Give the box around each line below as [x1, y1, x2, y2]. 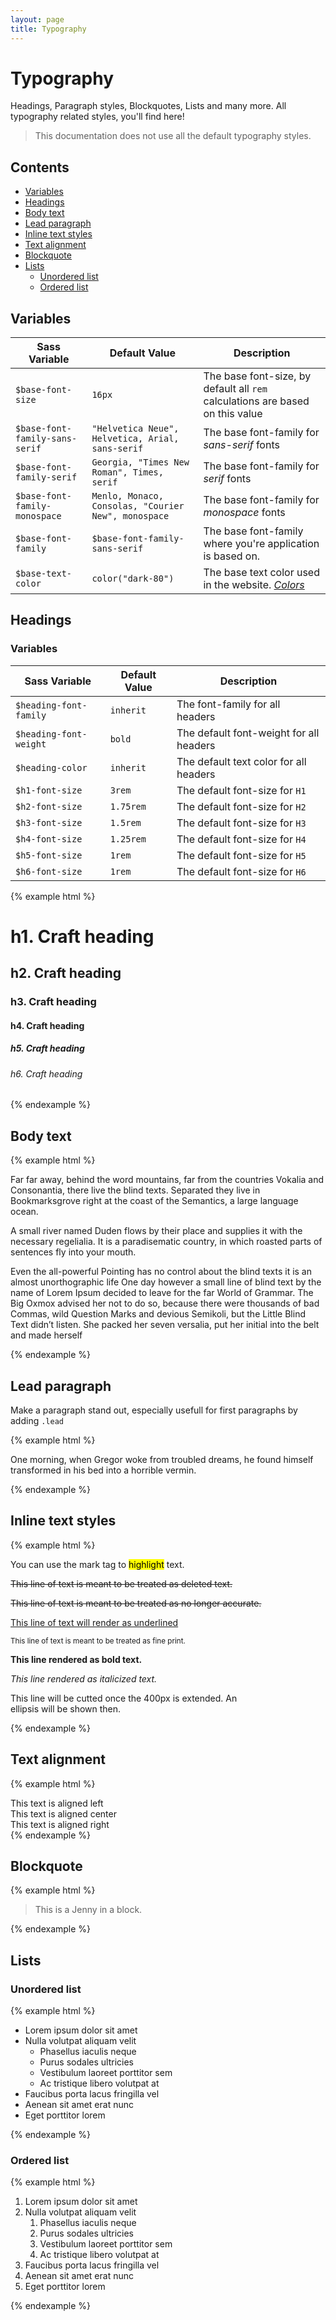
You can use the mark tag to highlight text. [10, 1558, 185, 1570]
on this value [203, 407, 263, 421]
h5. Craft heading [10, 1042, 85, 1055]
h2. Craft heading [10, 965, 122, 982]
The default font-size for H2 [176, 799, 307, 813]
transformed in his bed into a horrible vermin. [10, 1464, 197, 1476]
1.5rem [109, 817, 142, 828]
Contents [10, 159, 70, 176]
